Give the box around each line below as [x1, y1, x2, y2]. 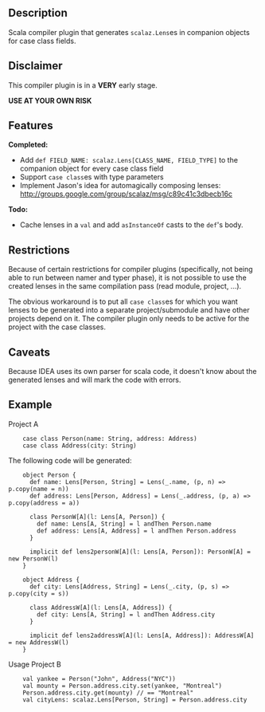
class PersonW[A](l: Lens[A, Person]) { [29, 513, 166, 521]
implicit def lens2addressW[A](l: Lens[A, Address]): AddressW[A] [29, 631, 255, 639]
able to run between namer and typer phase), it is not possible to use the [8, 273, 247, 282]
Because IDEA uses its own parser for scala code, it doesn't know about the [8, 367, 257, 376]
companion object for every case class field [19, 163, 164, 174]
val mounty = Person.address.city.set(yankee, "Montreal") [22, 682, 223, 690]
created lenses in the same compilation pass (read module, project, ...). [8, 281, 242, 291]
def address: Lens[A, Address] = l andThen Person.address [37, 526, 237, 535]
